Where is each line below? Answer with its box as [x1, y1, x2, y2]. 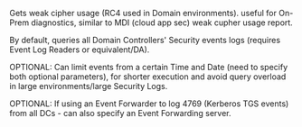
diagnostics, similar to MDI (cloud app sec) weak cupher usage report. [31, 17, 294, 28]
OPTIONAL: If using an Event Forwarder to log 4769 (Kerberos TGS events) [9, 98, 289, 109]
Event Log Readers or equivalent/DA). [9, 44, 150, 55]
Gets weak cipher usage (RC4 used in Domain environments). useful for [9, 8, 278, 18]
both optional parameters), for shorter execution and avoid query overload [9, 71, 287, 82]
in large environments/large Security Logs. [9, 81, 168, 91]
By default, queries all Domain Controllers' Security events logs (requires [9, 35, 281, 45]
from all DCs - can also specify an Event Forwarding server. [9, 108, 231, 118]
